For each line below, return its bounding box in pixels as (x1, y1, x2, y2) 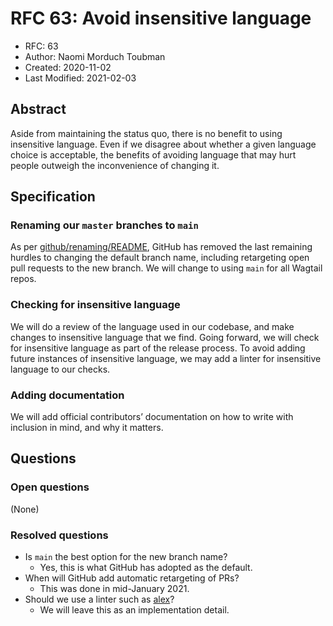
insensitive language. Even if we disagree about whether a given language (10, 138, 317, 150)
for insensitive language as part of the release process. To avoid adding (10, 342, 306, 354)
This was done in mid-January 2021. (39, 583, 190, 595)
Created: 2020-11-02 (24, 61, 112, 73)
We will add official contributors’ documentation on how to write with (10, 411, 294, 423)
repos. (10, 273, 37, 285)
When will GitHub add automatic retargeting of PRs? (24, 572, 240, 584)
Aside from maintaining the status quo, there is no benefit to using (10, 127, 283, 139)
